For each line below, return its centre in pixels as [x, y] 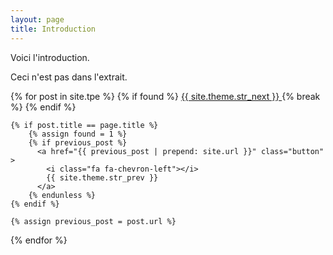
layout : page [37, 19]
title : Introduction [53, 29]
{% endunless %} [62, 195]
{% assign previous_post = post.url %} [93, 221]
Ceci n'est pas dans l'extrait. [69, 77]
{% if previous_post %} [78, 142]
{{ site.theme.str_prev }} [102, 177]
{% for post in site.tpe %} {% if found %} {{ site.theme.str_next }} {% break [165, 96]
